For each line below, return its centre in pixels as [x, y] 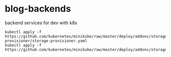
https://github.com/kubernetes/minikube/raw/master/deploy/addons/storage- [87, 36]
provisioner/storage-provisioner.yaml [46, 41]
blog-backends [38, 9]
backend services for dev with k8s [41, 23]
